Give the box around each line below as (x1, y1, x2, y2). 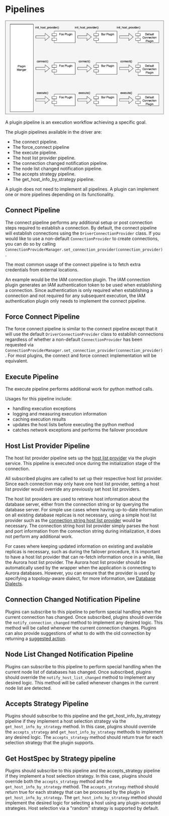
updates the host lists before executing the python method (12, 422, 134, 428)
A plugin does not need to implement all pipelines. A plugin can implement (5, 186, 159, 192)
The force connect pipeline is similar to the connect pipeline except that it (5, 326, 157, 332)
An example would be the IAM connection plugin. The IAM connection (5, 276, 150, 282)
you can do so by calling (5, 241, 56, 247)
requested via (5, 342, 34, 348)
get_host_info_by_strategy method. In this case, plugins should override (5, 724, 156, 730)
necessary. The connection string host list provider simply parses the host (5, 522, 159, 529)
